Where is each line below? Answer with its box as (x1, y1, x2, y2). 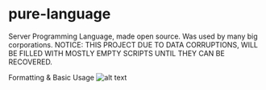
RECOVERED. (8, 57, 52, 67)
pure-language (8, 5, 111, 23)
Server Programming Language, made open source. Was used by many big (8, 31, 258, 41)
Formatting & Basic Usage (8, 72, 95, 82)
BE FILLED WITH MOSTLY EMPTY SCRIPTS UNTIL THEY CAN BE (8, 48, 226, 58)
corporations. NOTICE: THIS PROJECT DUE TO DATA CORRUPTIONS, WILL (8, 39, 258, 49)
